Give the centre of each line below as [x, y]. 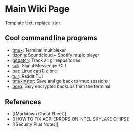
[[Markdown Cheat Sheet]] [39, 113]
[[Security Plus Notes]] [35, 124]
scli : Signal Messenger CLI [39, 65]
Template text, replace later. [33, 23]
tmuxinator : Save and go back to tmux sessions [60, 81]
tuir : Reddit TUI [27, 76]
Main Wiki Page [37, 9]
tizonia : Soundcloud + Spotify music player [56, 55]
